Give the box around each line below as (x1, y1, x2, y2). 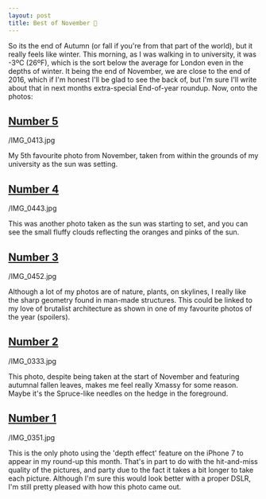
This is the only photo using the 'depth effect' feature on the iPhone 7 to (8, 448, 244, 458)
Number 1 (8, 412, 57, 425)
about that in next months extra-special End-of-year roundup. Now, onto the (8, 83, 258, 92)
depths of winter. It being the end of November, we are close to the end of (8, 66, 251, 75)
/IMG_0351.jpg (8, 432, 56, 442)
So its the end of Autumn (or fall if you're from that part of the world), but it (8, 41, 253, 50)
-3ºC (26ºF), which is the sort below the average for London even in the (8, 57, 244, 68)
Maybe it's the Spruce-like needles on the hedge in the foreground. (8, 389, 229, 398)
